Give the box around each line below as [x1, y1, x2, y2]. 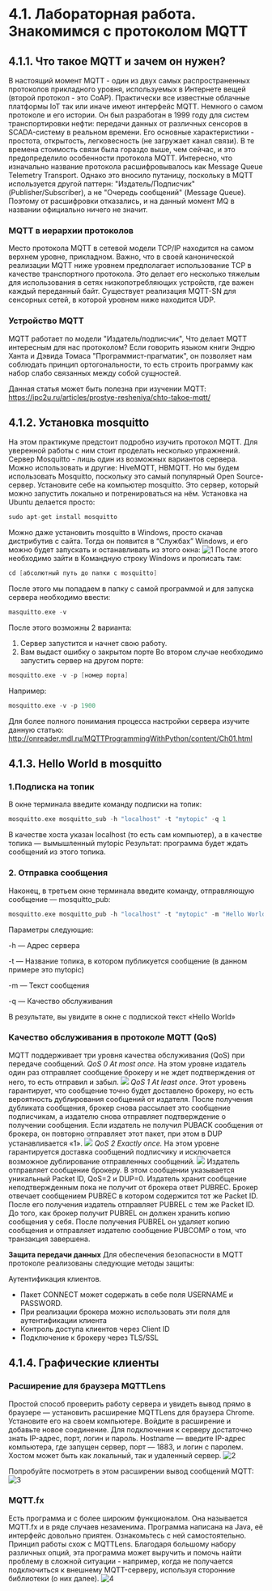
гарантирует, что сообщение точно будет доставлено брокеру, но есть [8, 1086, 254, 1095]
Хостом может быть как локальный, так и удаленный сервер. [8, 1450, 222, 1460]
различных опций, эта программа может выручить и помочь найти [8, 1547, 242, 1557]
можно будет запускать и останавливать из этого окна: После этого [8, 545, 258, 555]
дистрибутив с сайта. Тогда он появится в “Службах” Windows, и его [8, 536, 249, 547]
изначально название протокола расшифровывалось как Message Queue [8, 162, 263, 171]
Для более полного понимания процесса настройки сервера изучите [8, 716, 250, 725]
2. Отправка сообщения [8, 867, 108, 878]
